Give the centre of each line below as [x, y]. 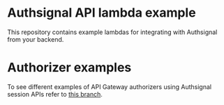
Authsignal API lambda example [102, 13]
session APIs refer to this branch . [55, 94]
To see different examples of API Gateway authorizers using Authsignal [109, 87]
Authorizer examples [69, 68]
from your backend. [36, 39]
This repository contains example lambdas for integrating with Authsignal [112, 32]
